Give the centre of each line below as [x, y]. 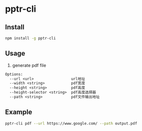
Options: [14, 74]
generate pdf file [29, 65]
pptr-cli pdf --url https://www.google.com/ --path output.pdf [71, 123]
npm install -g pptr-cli [30, 38]
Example [19, 112]
